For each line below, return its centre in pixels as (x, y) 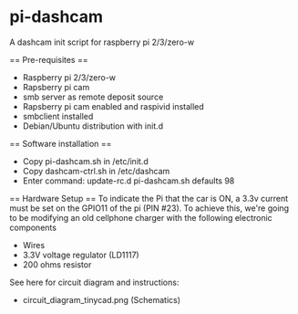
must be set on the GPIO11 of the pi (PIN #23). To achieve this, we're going (149, 208)
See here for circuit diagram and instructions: (94, 282)
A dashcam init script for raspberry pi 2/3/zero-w (102, 42)
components (33, 227)
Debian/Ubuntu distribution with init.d (93, 126)
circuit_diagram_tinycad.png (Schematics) (101, 299)
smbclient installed (58, 116)
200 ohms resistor (57, 264)
